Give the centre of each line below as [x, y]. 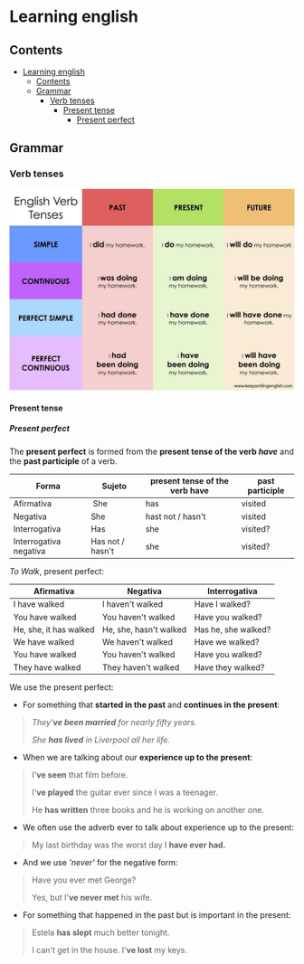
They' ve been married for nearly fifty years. [114, 723]
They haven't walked [141, 667]
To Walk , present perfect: [57, 571]
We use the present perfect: [62, 687]
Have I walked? [222, 604]
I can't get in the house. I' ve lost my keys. [109, 950]
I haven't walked [133, 604]
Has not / [107, 542]
